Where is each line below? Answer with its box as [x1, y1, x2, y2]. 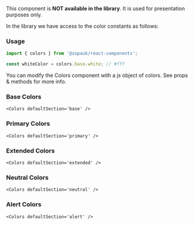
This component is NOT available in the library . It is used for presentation [6, 5, 185, 12]
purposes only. [6, 11, 42, 18]
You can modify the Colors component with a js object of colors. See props [6, 72, 188, 79]
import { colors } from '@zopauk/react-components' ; [6, 51, 138, 56]
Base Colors [6, 92, 42, 100]
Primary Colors [6, 120, 51, 128]
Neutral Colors [6, 173, 49, 182]
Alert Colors [6, 200, 42, 209]
